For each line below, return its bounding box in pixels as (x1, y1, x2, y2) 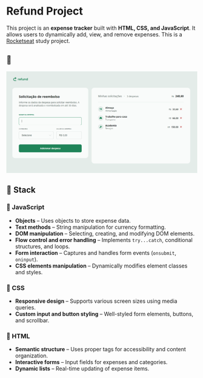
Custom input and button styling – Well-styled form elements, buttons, (15, 310, 194, 317)
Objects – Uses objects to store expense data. (15, 217, 131, 224)
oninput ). (15, 255, 38, 263)
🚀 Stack (6, 185, 36, 195)
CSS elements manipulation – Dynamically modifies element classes (15, 262, 188, 269)
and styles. (15, 268, 43, 275)
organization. (15, 352, 48, 359)
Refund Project (6, 4, 84, 18)
